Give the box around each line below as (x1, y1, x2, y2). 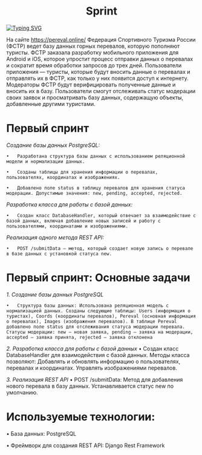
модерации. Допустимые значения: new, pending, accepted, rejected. (6, 190, 183, 196)
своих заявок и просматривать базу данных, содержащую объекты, (6, 94, 183, 101)
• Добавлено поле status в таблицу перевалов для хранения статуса (6, 185, 186, 191)
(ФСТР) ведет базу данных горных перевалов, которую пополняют (6, 42, 180, 50)
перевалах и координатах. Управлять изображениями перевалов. (6, 364, 177, 372)
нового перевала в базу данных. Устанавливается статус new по (6, 382, 174, 390)
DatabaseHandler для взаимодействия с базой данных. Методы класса (6, 351, 190, 358)
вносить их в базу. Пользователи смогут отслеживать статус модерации (6, 87, 195, 94)
